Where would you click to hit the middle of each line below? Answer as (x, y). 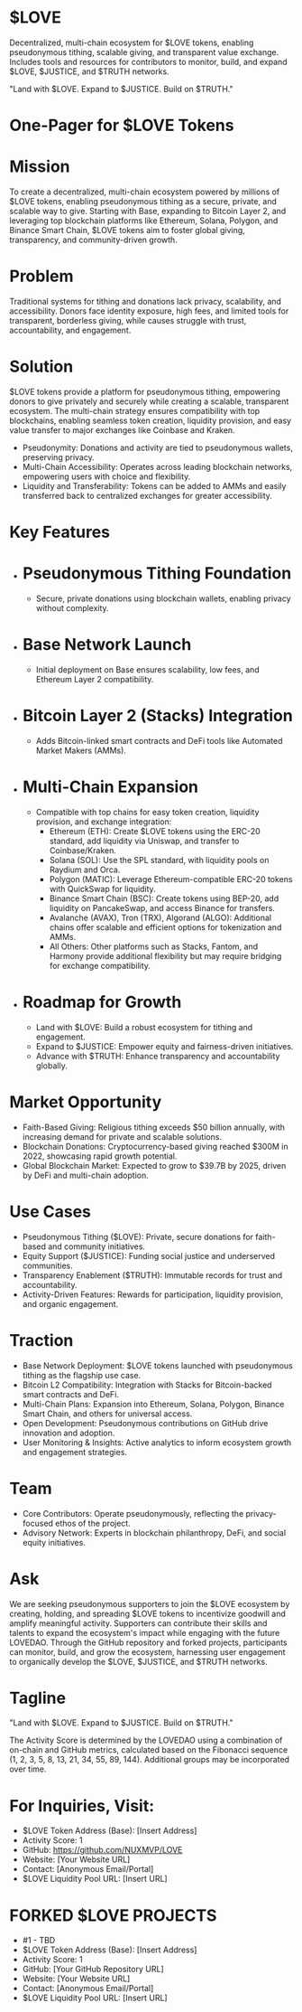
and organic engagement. (70, 1303)
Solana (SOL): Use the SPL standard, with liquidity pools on (159, 860)
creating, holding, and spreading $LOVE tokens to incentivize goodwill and (148, 1613)
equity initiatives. (54, 1542)
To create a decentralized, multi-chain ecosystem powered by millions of (145, 192)
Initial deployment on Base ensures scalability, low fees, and (147, 670)
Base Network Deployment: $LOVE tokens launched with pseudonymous (157, 1365)
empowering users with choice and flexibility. (106, 476)
